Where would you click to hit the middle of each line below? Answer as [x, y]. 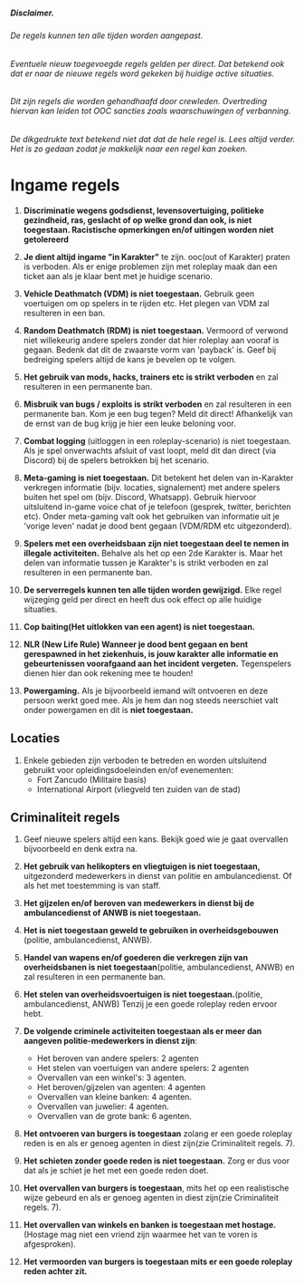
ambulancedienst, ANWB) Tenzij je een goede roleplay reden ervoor [150, 1004]
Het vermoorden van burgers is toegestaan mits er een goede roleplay [158, 1262]
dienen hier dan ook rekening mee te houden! [108, 673]
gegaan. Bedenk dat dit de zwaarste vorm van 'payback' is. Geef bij [150, 350]
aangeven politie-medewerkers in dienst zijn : [110, 1041]
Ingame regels [65, 185]
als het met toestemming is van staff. [92, 886]
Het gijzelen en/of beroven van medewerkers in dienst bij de [139, 903]
